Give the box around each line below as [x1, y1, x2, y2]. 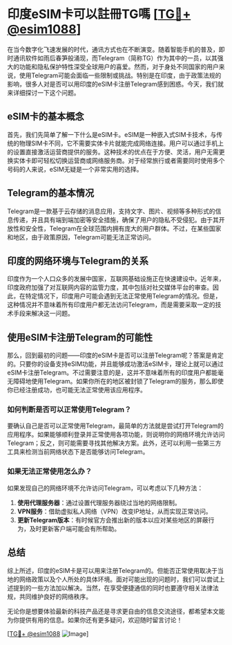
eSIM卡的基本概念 [7, 111, 84, 122]
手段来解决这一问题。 [12, 309, 74, 318]
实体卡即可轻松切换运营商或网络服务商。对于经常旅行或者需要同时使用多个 [12, 156, 225, 165]
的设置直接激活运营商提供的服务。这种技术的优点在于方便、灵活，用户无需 [7, 147, 219, 156]
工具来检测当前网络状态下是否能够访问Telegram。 [7, 448, 149, 456]
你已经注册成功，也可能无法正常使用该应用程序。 [7, 385, 146, 394]
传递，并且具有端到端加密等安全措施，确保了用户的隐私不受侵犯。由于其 [12, 215, 219, 224]
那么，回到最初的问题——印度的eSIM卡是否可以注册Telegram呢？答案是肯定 [7, 351, 224, 360]
